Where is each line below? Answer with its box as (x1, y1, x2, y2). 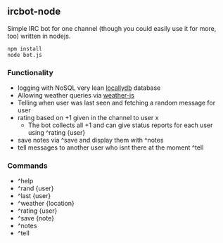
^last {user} (17, 192, 51, 200)
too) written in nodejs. (7, 32, 71, 40)
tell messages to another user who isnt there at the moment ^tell (17, 143, 204, 152)
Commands (7, 161, 48, 171)
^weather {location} (17, 199, 75, 208)
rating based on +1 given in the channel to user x (17, 114, 159, 122)
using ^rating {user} (27, 129, 86, 137)
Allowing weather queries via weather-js (17, 91, 135, 100)
